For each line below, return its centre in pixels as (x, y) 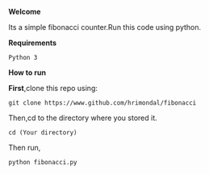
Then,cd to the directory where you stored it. (83, 118)
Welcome (25, 12)
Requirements (33, 43)
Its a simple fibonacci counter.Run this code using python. (105, 27)
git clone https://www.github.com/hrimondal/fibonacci (102, 103)
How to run (27, 72)
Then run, (25, 147)
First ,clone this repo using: (53, 88)
